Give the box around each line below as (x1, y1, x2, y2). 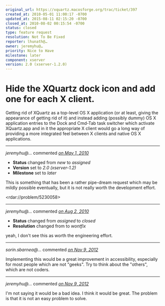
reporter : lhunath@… (5, 39, 48, 44)
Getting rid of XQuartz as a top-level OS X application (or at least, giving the (5, 110, 159, 116)
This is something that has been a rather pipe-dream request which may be (5, 180, 158, 186)
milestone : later (5, 53, 41, 58)
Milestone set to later (12, 170, 57, 176)
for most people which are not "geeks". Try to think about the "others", (5, 261, 148, 268)
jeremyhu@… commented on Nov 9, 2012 (5, 281, 89, 287)
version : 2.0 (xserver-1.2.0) (5, 62, 68, 67)
